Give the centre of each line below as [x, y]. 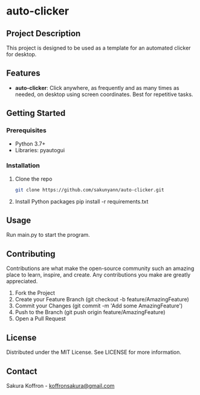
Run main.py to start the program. [48, 235]
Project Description [44, 34]
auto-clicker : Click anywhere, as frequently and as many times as [97, 88]
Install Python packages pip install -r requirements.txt [82, 201]
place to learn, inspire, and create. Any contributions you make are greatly [98, 275]
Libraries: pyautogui [40, 150]
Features [23, 73]
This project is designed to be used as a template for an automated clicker [99, 48]
